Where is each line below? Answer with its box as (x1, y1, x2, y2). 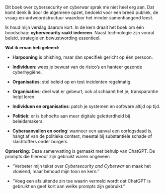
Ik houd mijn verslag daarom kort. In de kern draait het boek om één (5, 24, 144, 30)
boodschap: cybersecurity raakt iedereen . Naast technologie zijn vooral (5, 30, 154, 35)
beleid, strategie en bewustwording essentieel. (5, 35, 101, 41)
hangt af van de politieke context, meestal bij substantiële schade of (12, 133, 153, 139)
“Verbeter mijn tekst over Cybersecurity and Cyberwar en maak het (12, 163, 151, 169)
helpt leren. (12, 94, 36, 99)
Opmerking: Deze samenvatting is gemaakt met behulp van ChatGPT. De (5, 148, 155, 154)
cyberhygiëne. (12, 69, 42, 75)
